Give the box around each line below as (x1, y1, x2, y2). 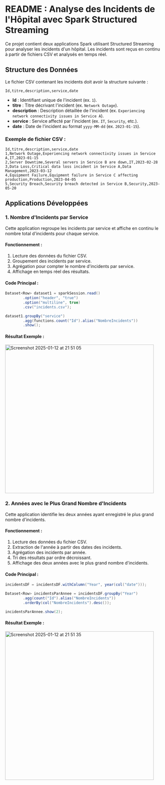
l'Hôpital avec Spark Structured (5, 14, 137, 25)
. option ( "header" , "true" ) (23, 296, 79, 301)
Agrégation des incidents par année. (12, 549, 86, 555)
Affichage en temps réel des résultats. (12, 268, 90, 274)
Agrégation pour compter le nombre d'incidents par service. (12, 263, 135, 269)
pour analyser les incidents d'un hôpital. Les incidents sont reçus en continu (5, 46, 161, 52)
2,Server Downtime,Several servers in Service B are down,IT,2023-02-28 (5, 160, 158, 165)
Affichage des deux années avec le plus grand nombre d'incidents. (12, 560, 149, 566)
